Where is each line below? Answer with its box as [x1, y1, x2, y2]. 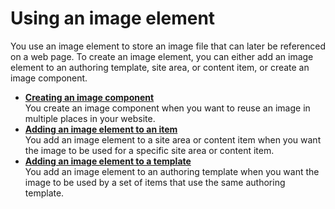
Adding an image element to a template [24, 155, 192, 167]
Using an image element [10, 7, 216, 30]
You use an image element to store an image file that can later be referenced [10, 40, 326, 52]
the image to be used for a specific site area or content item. [24, 144, 275, 156]
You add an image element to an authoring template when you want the [24, 165, 320, 177]
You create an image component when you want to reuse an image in [24, 102, 311, 114]
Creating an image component [24, 91, 155, 103]
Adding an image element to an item [24, 123, 178, 135]
